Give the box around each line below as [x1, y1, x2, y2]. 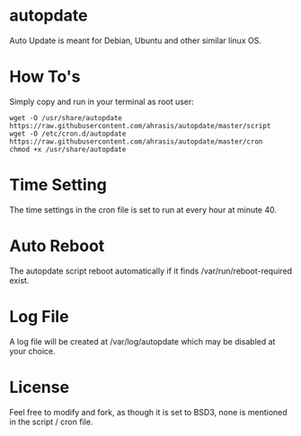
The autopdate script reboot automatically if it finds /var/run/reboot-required [9, 266, 293, 276]
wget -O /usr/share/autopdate [9, 113, 123, 122]
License [9, 377, 70, 397]
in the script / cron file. [9, 416, 93, 427]
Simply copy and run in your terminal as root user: [9, 96, 195, 107]
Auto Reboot [9, 236, 105, 256]
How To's [9, 66, 81, 87]
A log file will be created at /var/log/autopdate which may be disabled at [9, 336, 276, 346]
